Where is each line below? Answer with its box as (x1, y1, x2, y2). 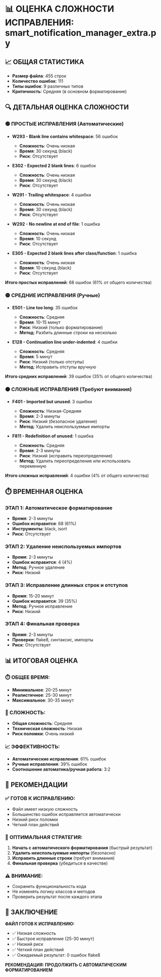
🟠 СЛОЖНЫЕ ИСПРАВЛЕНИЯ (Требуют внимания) (5, 386, 132, 393)
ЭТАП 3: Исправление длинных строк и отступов (5, 582, 128, 589)
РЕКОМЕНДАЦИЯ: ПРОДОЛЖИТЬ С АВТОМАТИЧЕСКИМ (5, 962, 127, 968)
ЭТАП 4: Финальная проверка (5, 620, 80, 627)
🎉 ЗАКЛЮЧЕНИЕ (5, 908, 58, 916)
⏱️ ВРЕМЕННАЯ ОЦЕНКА (5, 487, 84, 496)
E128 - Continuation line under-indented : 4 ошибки (12, 339, 118, 345)
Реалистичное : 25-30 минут (12, 692, 72, 698)
